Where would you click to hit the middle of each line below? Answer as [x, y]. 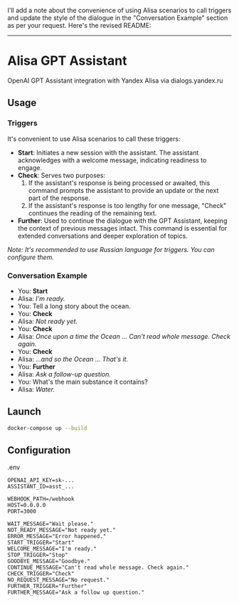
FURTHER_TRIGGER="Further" [47, 587]
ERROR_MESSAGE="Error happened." [57, 537]
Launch [24, 412]
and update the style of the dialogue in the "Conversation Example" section [118, 18]
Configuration [39, 450]
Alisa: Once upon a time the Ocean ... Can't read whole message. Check [124, 336]
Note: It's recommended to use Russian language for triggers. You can [111, 249]
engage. [30, 167]
